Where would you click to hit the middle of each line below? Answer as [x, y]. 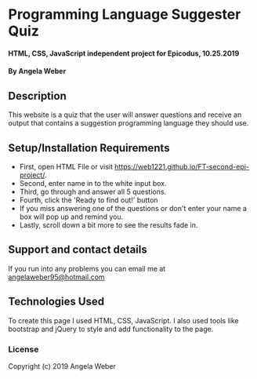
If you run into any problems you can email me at [87, 268]
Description [37, 96]
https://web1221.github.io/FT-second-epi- [182, 167]
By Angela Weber [37, 71]
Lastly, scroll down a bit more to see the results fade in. [109, 225]
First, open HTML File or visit [66, 167]
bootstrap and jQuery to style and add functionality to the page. [111, 329]
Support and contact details [78, 250]
